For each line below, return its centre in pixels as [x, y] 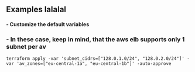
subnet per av [26, 46]
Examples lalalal [36, 10]
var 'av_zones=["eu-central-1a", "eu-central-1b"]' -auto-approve [89, 64]
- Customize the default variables [48, 24]
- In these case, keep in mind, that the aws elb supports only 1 [95, 39]
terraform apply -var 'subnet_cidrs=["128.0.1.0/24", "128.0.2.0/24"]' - [98, 59]
